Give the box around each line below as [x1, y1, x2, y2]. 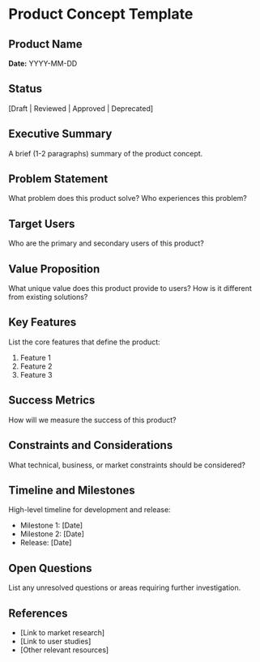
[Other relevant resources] [19, 645, 109, 655]
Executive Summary [8, 127, 113, 141]
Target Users [8, 216, 75, 231]
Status [8, 82, 43, 96]
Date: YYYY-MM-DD [8, 58, 78, 68]
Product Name [8, 37, 83, 51]
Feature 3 [19, 369, 53, 379]
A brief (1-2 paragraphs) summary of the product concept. [8, 148, 203, 158]
